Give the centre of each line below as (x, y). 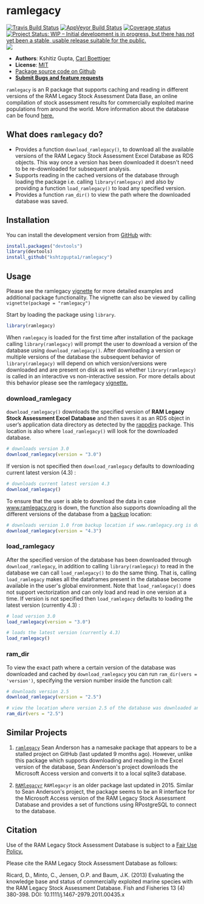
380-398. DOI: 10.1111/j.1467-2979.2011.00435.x (66, 894)
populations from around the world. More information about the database (98, 109)
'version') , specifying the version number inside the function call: (90, 680)
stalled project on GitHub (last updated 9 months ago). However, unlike (104, 754)
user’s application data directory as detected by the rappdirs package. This (100, 425)
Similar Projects (37, 733)
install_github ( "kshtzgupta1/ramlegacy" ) (59, 257)
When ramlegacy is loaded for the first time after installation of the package (100, 337)
